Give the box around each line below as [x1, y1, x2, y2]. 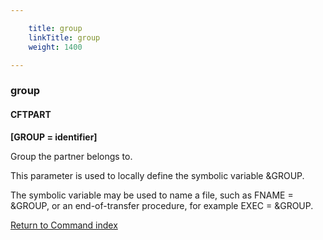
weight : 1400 [28, 42, 83, 52]
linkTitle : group [28, 32, 101, 43]
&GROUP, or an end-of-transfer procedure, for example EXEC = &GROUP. [10, 199, 314, 211]
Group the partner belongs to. [10, 150, 133, 162]
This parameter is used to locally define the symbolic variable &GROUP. [10, 169, 305, 181]
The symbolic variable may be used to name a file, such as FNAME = [10, 189, 294, 201]
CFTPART [10, 108, 52, 120]
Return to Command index [10, 219, 118, 231]
